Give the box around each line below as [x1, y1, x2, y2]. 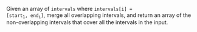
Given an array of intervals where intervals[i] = [6, 5, 133, 12]
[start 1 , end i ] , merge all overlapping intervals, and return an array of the [6, 11, 192, 20]
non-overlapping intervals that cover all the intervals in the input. [6, 19, 168, 26]
